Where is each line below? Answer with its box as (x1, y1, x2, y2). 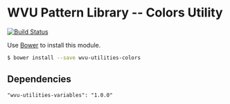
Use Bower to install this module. (7, 41, 101, 49)
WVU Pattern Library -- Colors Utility (7, 5, 223, 21)
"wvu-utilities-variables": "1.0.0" (7, 92, 113, 98)
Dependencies (7, 74, 71, 85)
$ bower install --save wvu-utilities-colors (7, 54, 141, 61)
